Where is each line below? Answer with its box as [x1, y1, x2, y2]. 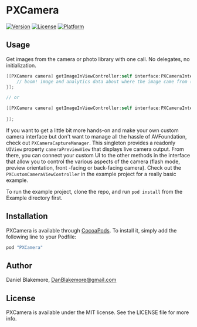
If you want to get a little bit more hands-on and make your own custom [6, 127, 179, 134]
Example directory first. [6, 194, 63, 201]
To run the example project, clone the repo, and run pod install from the [6, 188, 183, 195]
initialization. [6, 62, 36, 69]
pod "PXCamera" [6, 244, 43, 250]
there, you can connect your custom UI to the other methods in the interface [6, 151, 191, 159]
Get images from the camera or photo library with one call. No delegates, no [6, 55, 190, 62]
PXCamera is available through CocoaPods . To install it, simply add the [6, 227, 177, 234]
